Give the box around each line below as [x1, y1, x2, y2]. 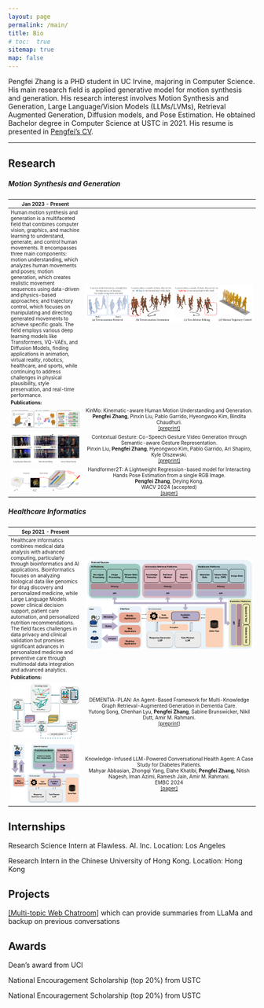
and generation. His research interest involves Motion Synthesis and [8, 94, 229, 102]
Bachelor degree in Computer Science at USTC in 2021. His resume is [8, 119, 233, 127]
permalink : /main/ [8, 20, 68, 29]
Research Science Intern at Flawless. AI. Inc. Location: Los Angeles [8, 841, 226, 851]
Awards [8, 940, 47, 953]
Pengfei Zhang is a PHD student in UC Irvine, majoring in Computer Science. [8, 77, 255, 86]
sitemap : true [8, 46, 55, 54]
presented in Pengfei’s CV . [8, 127, 94, 136]
